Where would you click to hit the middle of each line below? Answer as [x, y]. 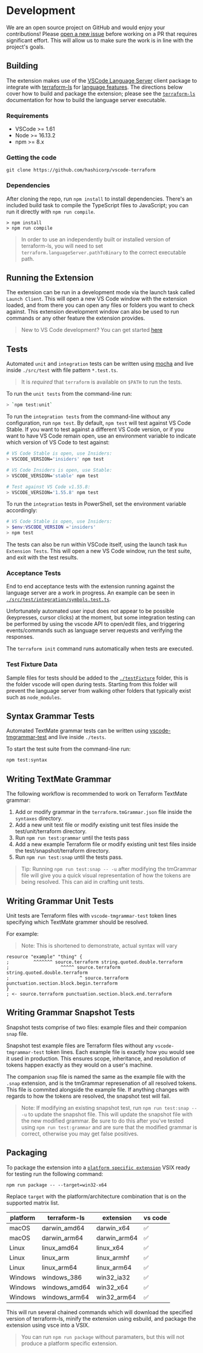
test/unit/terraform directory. [51, 831]
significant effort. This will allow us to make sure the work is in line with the [100, 40]
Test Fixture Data [32, 664]
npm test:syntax [27, 760]
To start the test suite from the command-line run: [69, 749]
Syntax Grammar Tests [51, 716]
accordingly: [22, 511]
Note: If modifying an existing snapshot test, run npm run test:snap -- [109, 1107]
